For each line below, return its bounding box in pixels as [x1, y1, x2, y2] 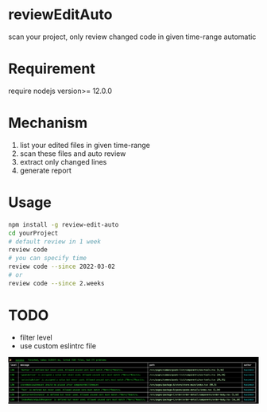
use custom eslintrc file [19, 340, 97, 351]
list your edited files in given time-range [19, 140, 151, 150]
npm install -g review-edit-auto [8, 220, 119, 228]
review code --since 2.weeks [8, 279, 105, 287]
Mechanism [8, 114, 88, 132]
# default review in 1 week [8, 237, 102, 246]
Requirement [8, 60, 95, 78]
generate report [19, 165, 72, 175]
